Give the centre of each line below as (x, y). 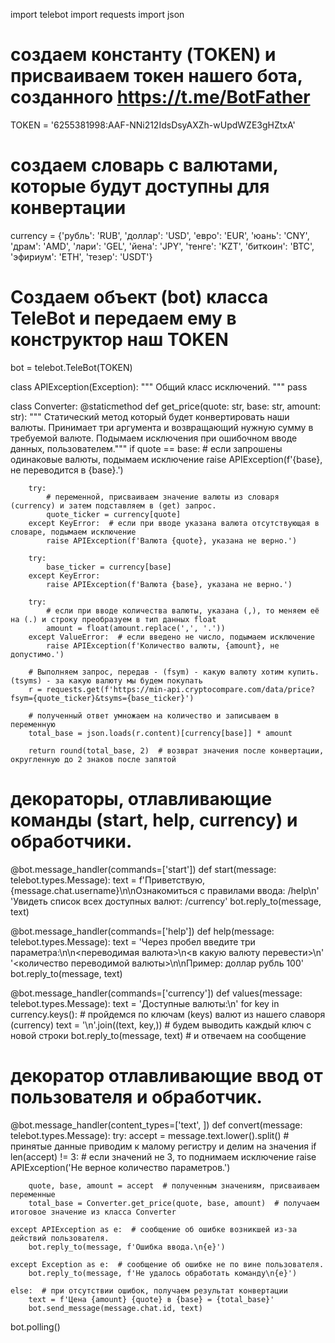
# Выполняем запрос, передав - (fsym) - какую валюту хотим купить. (174, 672)
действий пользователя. (60, 1238)
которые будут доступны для (140, 186)
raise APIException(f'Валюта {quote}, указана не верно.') (172, 540)
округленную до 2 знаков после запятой (93, 759)
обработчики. (71, 841)
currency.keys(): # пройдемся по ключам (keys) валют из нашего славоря (168, 1014)
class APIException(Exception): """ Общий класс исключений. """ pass (159, 386)
